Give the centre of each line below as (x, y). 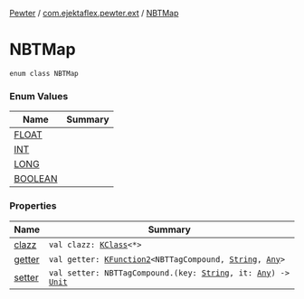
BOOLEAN (36, 179)
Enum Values (39, 96)
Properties (33, 206)
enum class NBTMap (44, 73)
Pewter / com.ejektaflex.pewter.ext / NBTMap (94, 13)
